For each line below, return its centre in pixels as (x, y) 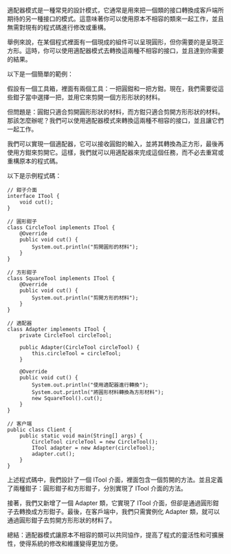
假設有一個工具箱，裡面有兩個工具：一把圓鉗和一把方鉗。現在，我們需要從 (112, 89)
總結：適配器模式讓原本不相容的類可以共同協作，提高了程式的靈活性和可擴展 (115, 535)
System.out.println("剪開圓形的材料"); (85, 247)
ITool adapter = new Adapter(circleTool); (93, 448)
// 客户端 (20, 424)
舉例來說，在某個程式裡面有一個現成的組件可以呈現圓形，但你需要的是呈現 (112, 42)
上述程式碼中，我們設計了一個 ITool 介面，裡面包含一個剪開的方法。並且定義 (115, 479)
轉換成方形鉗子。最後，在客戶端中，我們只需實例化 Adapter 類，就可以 (119, 512)
